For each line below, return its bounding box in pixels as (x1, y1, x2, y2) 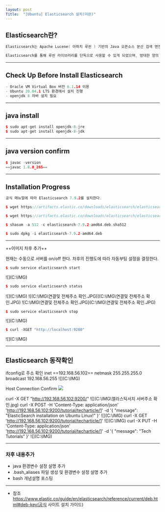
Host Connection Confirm (5, 386, 57, 392)
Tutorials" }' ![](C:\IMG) (5, 434, 52, 440)
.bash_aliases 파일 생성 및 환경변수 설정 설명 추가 (12, 469, 108, 475)
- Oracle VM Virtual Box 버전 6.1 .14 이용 (5, 84, 90, 89)
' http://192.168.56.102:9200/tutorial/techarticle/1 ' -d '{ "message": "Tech (5, 428, 151, 434)
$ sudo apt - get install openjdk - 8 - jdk (5, 129, 85, 134)
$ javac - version (5, 160, 41, 165)
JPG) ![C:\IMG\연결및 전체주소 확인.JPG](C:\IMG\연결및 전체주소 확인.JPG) (10, 299, 156, 305)
